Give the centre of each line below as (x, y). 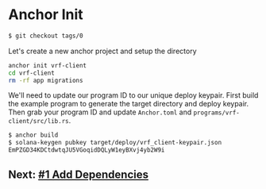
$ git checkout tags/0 (46, 36)
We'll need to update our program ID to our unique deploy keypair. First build (133, 95)
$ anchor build (33, 135)
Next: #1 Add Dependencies (79, 175)
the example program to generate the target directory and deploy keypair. (129, 104)
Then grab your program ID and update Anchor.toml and (100, 112)
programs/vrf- (217, 113)
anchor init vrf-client (48, 65)
